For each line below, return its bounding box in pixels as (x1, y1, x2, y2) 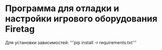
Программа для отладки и (5, 3, 119, 14)
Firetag (5, 24, 35, 34)
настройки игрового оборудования (5, 13, 158, 24)
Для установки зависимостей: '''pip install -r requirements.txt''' (5, 39, 137, 45)
